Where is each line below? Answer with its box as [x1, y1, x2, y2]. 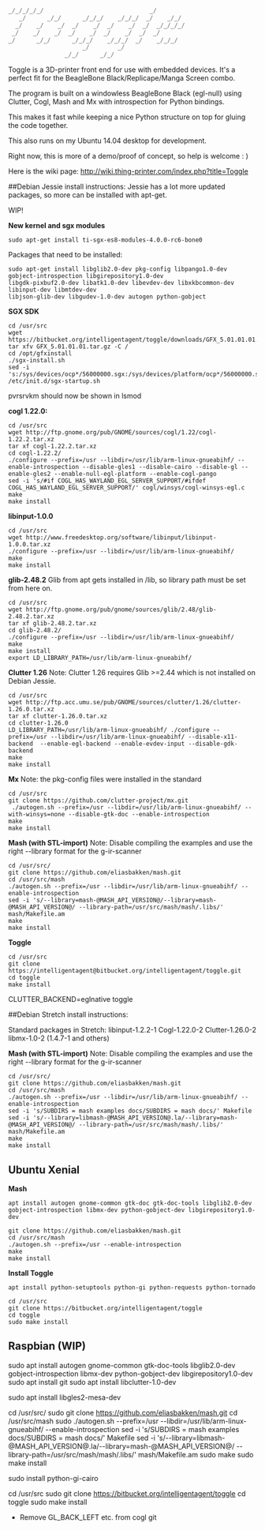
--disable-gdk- [188, 740, 238, 748]
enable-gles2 [8, 470, 51, 478]
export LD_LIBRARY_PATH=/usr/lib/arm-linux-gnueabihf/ [8, 654, 192, 662]
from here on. [8, 583, 53, 593]
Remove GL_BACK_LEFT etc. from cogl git [19, 1512, 157, 1522]
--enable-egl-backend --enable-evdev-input [39, 740, 185, 748]
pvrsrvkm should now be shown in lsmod [8, 391, 142, 401]
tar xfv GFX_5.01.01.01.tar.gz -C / [8, 343, 129, 351]
